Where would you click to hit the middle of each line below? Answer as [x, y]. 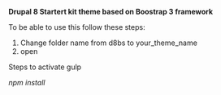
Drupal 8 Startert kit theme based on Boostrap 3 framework [111, 12]
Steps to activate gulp [45, 67]
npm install [27, 83]
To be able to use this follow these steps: [77, 27]
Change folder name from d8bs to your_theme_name [108, 43]
